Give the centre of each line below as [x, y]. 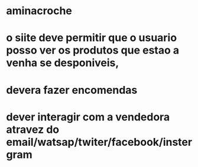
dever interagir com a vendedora [88, 117]
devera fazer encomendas [72, 90]
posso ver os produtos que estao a [93, 50]
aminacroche [39, 11]
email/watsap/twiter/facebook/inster [99, 142]
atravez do [33, 130]
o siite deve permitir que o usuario [92, 38]
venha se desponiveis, [63, 63]
